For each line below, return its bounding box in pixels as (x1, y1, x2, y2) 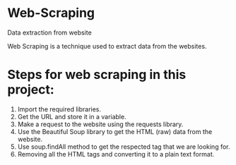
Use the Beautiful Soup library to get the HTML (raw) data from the (17, 127, 213, 135)
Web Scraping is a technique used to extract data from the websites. (7, 42, 207, 50)
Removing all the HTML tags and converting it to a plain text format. (17, 149, 215, 158)
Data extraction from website (7, 28, 92, 37)
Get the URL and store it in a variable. (17, 112, 126, 121)
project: (7, 82, 54, 98)
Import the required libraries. (17, 104, 101, 114)
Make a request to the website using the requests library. (17, 120, 184, 128)
